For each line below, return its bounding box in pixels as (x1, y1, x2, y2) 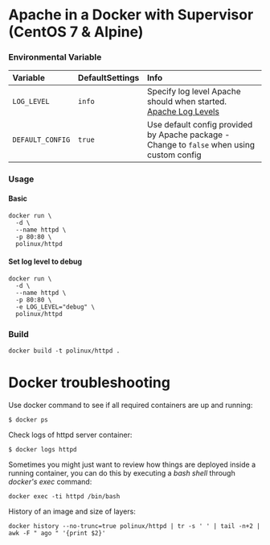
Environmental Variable (8, 52, 102, 63)
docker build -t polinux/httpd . (8, 347, 121, 356)
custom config (147, 149, 202, 160)
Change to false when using (147, 139, 256, 151)
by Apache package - (147, 129, 231, 140)
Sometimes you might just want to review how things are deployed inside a (8, 460, 256, 469)
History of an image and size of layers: (8, 506, 137, 517)
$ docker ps (8, 416, 48, 424)
